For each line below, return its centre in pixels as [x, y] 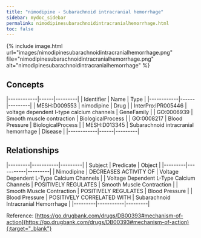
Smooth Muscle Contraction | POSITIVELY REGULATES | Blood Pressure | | [99, 191]
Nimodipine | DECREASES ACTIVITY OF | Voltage [117, 171]
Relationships [33, 150]
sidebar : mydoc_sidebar [36, 18]
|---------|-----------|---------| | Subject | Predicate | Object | [84, 165]
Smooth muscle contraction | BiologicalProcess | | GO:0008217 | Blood [94, 118]
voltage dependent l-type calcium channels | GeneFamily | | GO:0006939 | [100, 112]
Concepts [25, 85]
